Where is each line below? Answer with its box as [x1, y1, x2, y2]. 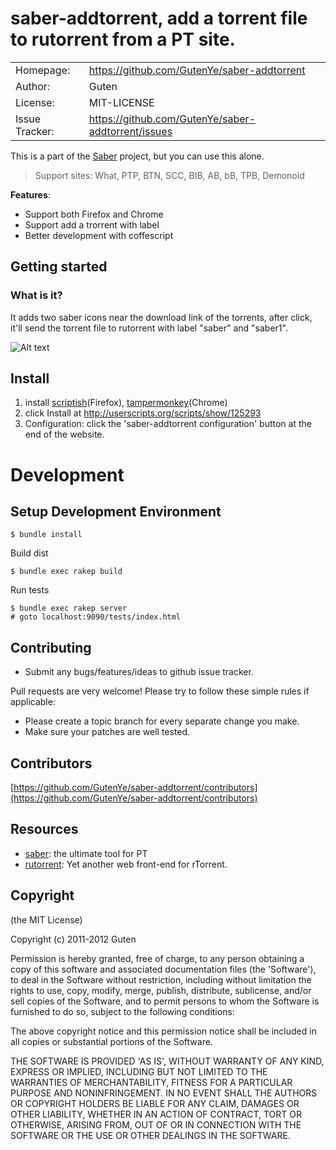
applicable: [10, 696, 56, 708]
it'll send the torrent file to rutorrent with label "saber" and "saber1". [10, 322, 288, 334]
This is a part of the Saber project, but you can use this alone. [10, 150, 265, 162]
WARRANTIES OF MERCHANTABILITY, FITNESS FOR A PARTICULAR [10, 1076, 293, 1088]
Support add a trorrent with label [24, 218, 160, 231]
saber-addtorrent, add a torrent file [10, 7, 308, 30]
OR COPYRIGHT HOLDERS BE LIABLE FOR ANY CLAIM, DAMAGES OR [10, 1097, 300, 1109]
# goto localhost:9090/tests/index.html [10, 612, 182, 622]
